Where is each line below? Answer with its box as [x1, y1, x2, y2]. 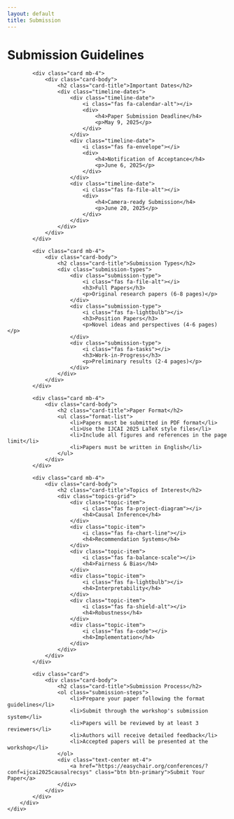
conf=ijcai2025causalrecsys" [7, 769, 92, 776]
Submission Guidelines [7, 47, 145, 63]
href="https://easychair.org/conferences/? [79, 763, 209, 770]
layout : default [7, 10, 55, 18]
